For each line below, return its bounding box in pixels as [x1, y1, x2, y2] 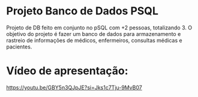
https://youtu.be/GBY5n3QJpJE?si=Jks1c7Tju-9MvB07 [6, 84, 142, 91]
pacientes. [6, 43, 32, 50]
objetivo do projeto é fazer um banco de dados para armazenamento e [6, 30, 181, 37]
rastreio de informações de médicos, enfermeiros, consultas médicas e [6, 37, 182, 44]
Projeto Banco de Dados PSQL [6, 4, 159, 18]
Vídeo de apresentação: [6, 64, 128, 78]
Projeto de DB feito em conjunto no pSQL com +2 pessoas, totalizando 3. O [6, 24, 193, 31]
